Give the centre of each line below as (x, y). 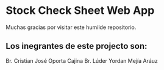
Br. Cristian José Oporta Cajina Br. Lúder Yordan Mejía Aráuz (82, 60)
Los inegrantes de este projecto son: (77, 46)
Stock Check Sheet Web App (80, 11)
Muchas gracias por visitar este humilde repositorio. (71, 27)
